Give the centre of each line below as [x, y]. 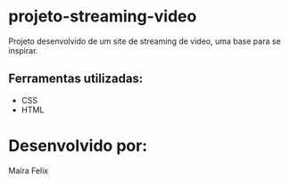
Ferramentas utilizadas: [76, 79]
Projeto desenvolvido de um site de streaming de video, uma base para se [145, 41]
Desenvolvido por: [78, 146]
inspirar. [23, 50]
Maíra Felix [29, 171]
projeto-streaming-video [103, 17]
